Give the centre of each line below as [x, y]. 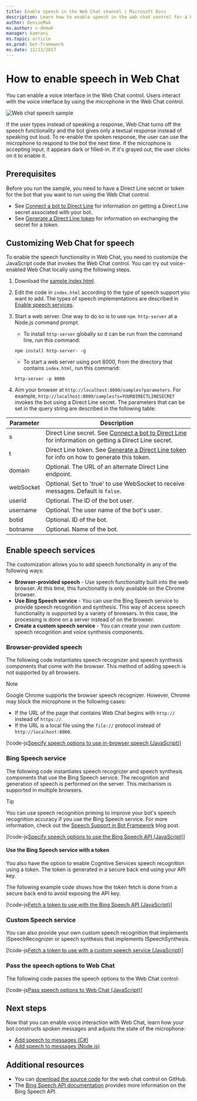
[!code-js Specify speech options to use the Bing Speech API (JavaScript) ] [96, 836]
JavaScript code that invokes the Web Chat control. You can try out [87, 263]
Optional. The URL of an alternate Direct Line [107, 467]
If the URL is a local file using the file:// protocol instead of [88, 725]
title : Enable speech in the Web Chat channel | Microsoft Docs [86, 11]
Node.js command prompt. [47, 323]
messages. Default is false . [83, 491]
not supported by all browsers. [43, 673]
